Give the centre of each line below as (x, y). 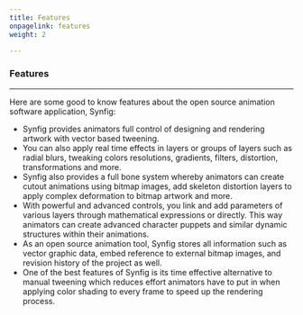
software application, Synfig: (63, 111)
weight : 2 (28, 34)
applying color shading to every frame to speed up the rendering (142, 291)
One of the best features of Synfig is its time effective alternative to (147, 272)
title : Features (40, 18)
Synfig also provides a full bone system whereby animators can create (153, 176)
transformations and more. (72, 166)
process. (39, 301)
